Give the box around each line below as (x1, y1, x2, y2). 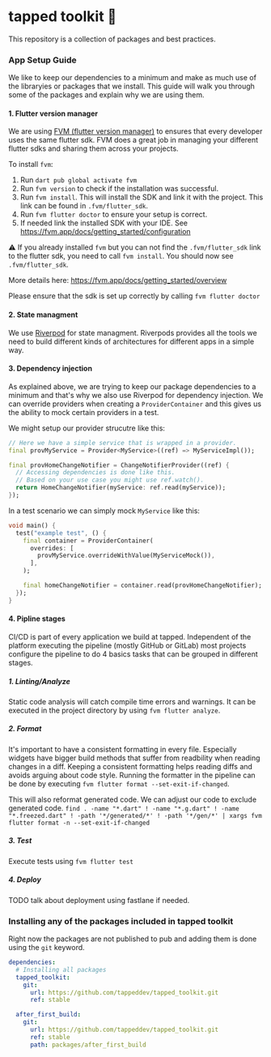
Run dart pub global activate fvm (19, 175, 138, 185)
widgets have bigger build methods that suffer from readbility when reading (8, 753, 260, 763)
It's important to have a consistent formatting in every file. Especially (8, 744, 237, 754)
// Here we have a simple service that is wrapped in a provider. (8, 439, 237, 447)
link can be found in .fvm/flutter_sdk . (19, 201, 148, 211)
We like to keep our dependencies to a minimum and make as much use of (8, 73, 257, 83)
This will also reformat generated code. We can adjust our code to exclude (8, 794, 257, 804)
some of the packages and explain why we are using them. (8, 90, 205, 100)
